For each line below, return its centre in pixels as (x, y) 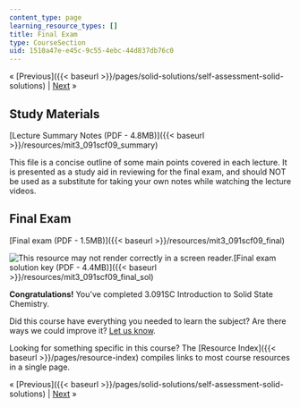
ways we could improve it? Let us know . (83, 330)
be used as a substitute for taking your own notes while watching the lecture (150, 181)
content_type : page (46, 17)
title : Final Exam (43, 34)
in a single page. (39, 367)
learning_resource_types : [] (64, 26)
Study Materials (55, 114)
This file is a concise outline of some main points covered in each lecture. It (149, 162)
